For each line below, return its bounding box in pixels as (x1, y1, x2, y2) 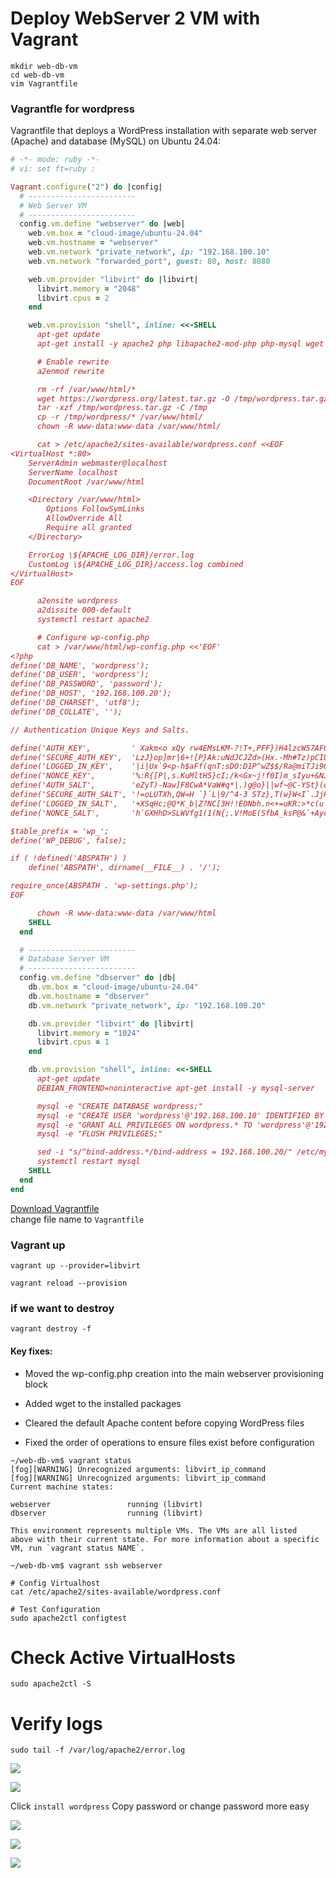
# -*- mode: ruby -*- (10, 155, 101, 165)
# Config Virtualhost (10, 1578, 101, 1588)
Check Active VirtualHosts (10, 1646, 236, 1669)
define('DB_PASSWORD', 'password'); (10, 679, 163, 689)
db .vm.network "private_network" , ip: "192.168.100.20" (28, 1000, 267, 1011)
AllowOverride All (46, 513, 123, 524)
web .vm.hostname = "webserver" (28, 238, 159, 248)
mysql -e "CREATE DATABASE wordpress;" (36, 1101, 203, 1111)
